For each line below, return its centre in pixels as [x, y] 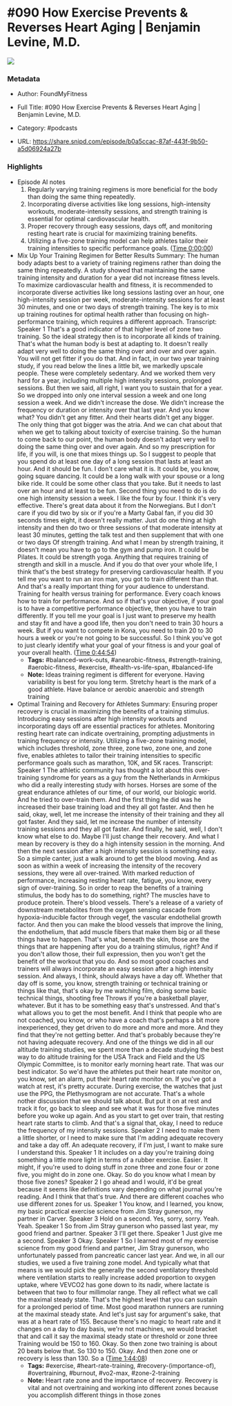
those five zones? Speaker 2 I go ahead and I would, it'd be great [109, 1182]
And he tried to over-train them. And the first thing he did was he [109, 799]
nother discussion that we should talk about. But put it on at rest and [114, 1101]
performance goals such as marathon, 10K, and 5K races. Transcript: [115, 763]
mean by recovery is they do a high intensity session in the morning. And [121, 843]
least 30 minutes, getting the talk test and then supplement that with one [120, 535]
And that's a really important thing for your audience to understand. [113, 586]
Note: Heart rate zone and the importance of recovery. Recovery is [123, 1380]
